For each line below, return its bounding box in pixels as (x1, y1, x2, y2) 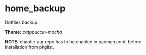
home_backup (5, 3, 66, 14)
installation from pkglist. (5, 44, 54, 50)
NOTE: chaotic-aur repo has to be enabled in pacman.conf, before (5, 38, 142, 45)
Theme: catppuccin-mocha (5, 29, 62, 35)
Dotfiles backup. (5, 19, 39, 25)
